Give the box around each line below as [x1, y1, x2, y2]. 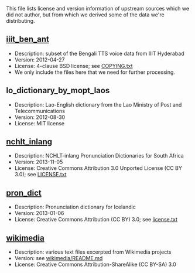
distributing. [6, 18, 35, 24]
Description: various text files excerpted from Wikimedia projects [14, 248, 172, 255]
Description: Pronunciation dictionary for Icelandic [14, 203, 136, 210]
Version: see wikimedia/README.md [14, 255, 103, 262]
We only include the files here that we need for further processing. [14, 69, 176, 76]
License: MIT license [14, 120, 65, 127]
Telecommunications [14, 107, 66, 114]
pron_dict [6, 187, 42, 198]
